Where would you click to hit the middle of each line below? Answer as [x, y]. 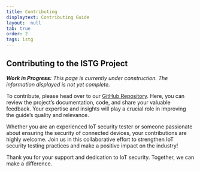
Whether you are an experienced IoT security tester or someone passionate [99, 127]
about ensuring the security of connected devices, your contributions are [96, 133]
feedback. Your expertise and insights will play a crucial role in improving [96, 109]
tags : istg [20, 39]
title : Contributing [32, 12]
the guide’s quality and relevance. [48, 115]
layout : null [24, 23]
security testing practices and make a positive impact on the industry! [92, 145]
